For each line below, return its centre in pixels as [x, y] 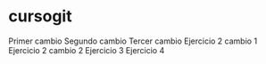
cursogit [40, 16]
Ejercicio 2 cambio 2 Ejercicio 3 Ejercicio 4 [87, 50]
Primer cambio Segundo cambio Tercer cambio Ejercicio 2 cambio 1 [133, 41]
